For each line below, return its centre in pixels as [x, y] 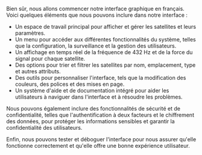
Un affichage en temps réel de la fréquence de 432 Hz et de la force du [104, 52]
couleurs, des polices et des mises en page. [70, 84]
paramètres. [30, 33]
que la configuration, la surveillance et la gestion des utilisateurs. [96, 46]
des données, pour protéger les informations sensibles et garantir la [90, 121]
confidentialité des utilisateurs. [44, 128]
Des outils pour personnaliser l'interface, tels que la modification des [100, 78]
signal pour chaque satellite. [50, 59]
